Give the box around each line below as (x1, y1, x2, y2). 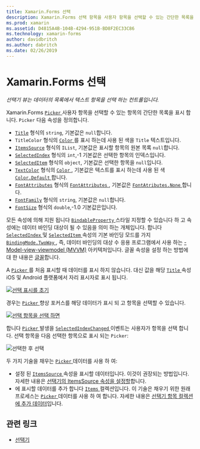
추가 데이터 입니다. (21, 399, 63, 407)
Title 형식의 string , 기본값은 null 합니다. (14, 129, 112, 136)
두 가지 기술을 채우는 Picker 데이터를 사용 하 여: (6, 357, 118, 364)
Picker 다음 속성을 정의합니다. (19, 116, 90, 123)
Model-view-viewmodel (6, 246, 65, 253)
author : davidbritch (6, 36, 58, 42)
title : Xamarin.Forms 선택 (6, 8, 71, 15)
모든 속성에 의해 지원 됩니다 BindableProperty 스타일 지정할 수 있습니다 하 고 (6, 216, 186, 223)
